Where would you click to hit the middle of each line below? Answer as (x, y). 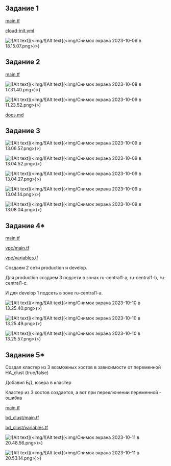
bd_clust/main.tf (22, 418)
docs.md (15, 115)
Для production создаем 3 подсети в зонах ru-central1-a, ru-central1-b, (82, 278)
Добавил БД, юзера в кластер (38, 383)
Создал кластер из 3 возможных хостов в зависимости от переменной (83, 367)
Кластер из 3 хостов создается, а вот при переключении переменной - (83, 393)
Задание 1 (22, 8)
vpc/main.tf (17, 248)
